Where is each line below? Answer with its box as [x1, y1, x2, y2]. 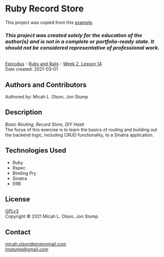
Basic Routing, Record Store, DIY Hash [5, 121, 84, 127]
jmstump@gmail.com [5, 247, 49, 253]
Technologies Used [5, 146, 66, 155]
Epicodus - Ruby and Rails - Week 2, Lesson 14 [5, 61, 102, 67]
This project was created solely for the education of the [5, 32, 143, 39]
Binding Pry [12, 170, 36, 176]
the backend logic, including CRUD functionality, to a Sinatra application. [5, 132, 154, 138]
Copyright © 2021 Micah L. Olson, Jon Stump [5, 213, 98, 219]
